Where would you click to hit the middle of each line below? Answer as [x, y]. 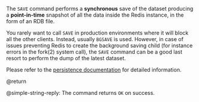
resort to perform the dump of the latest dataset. [66, 58]
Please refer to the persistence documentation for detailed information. [94, 70]
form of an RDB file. [31, 21]
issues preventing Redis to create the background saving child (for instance [99, 45]
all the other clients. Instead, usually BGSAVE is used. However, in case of [95, 39]
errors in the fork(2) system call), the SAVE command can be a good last [94, 52]
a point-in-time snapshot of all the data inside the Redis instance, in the [95, 15]
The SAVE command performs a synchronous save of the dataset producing [100, 9]
